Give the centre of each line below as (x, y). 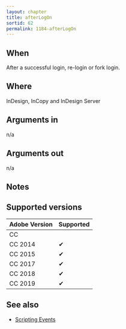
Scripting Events (35, 319)
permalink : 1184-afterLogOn (41, 29)
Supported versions (44, 208)
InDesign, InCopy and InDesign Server (53, 101)
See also (22, 305)
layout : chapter (26, 12)
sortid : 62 (20, 23)
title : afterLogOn (29, 17)
